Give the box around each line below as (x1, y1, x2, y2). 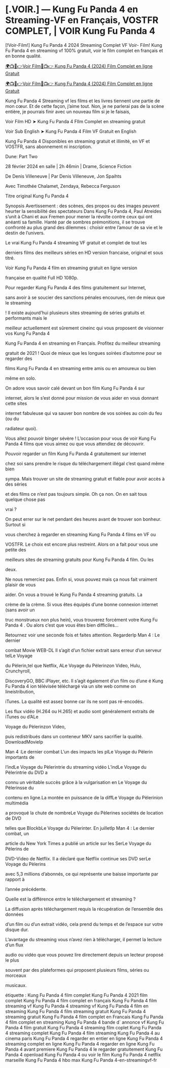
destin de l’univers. (5, 230, 45, 236)
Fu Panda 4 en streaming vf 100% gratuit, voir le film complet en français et (5, 47, 163, 53)
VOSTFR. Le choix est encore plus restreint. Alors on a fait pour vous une (5, 541, 158, 547)
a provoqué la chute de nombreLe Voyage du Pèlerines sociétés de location (5, 809, 163, 816)
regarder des (5, 355, 32, 361)
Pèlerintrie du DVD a (5, 769, 48, 775)
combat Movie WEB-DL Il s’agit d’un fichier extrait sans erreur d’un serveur (5, 647, 162, 653)
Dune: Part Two (5, 153, 38, 159)
